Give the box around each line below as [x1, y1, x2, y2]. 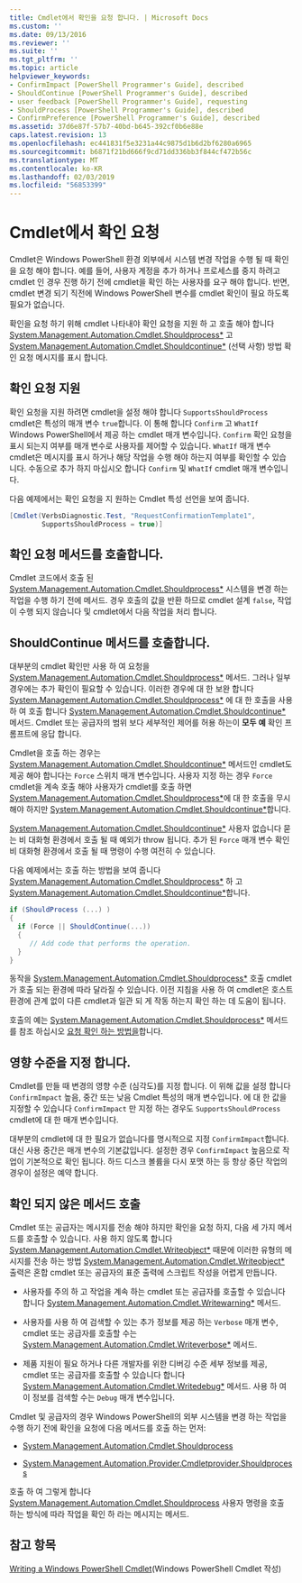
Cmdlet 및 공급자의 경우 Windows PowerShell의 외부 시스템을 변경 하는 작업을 [9, 1412, 287, 1422]
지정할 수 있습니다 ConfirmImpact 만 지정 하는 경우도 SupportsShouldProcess [9, 1103, 281, 1114]
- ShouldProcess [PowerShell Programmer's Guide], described [9, 105, 244, 114]
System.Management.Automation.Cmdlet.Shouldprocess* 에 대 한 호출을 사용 [9, 695, 293, 706]
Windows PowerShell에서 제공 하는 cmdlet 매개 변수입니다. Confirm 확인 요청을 [9, 429, 293, 440]
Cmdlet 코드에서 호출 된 [9, 572, 95, 583]
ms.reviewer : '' [9, 38, 70, 48]
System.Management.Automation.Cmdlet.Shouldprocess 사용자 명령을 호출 [9, 1497, 285, 1508]
